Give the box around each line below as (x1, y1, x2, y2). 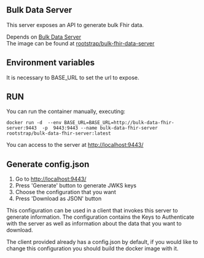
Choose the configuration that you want (15, 189, 116, 196)
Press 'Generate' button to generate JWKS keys (15, 182, 137, 189)
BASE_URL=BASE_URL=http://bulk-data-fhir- (64, 120, 175, 126)
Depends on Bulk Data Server (6, 33, 82, 41)
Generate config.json (6, 159, 90, 170)
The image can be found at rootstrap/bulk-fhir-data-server (6, 39, 155, 47)
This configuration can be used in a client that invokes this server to (6, 207, 178, 214)
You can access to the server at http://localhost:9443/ (6, 141, 144, 149)
